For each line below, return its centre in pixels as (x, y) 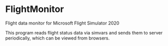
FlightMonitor (35, 9)
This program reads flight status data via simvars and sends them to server (84, 32)
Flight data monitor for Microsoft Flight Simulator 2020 (62, 23)
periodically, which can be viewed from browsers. (58, 38)
